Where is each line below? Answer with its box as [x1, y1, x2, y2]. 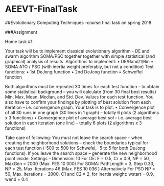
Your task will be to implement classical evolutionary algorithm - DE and [5, 48, 150, 54]
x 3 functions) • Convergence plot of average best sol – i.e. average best [5, 115, 152, 120]
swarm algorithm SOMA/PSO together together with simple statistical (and [5, 53, 155, 59]
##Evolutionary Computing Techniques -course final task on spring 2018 [5, 20, 152, 25]
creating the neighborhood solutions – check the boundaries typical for [5, 139, 148, 145]
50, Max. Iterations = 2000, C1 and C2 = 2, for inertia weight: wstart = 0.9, [5, 171, 154, 177]
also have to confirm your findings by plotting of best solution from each [5, 99, 151, 105]
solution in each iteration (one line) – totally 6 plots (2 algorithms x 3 [5, 120, 142, 126]
